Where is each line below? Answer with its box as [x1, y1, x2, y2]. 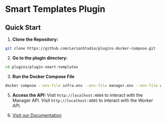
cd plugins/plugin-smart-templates [5, 64, 79, 69]
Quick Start [5, 23, 41, 32]
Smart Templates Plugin [5, 3, 106, 15]
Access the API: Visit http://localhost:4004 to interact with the [12, 92, 143, 98]
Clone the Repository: [12, 36, 58, 42]
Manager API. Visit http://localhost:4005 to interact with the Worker [12, 97, 153, 103]
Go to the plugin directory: [12, 55, 68, 61]
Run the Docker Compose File [12, 73, 75, 79]
